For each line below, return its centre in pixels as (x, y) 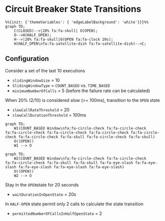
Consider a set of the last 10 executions (45, 70)
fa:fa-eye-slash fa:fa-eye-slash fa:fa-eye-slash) (71, 167)
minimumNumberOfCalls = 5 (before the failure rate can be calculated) (81, 91)
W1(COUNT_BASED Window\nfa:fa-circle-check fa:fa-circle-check (80, 128)
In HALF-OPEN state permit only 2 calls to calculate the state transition (74, 204)
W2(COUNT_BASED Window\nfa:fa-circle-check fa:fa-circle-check (80, 158)
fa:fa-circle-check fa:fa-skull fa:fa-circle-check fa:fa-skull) (86, 137)
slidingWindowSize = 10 (36, 80)
